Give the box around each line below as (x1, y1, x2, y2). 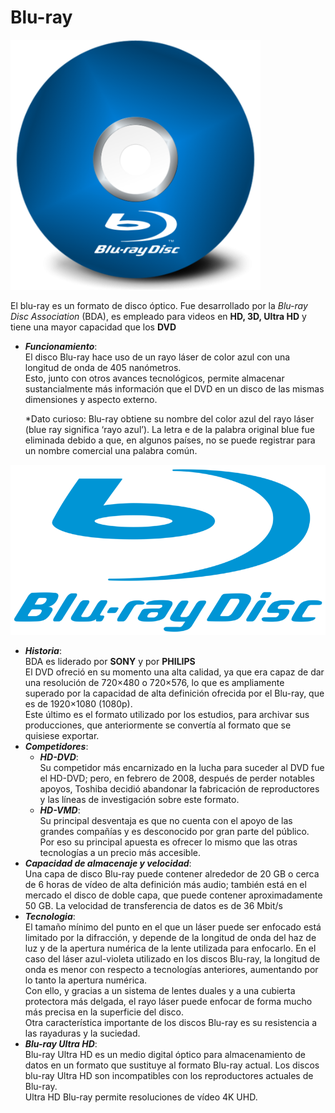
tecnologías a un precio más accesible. (39, 847, 202, 859)
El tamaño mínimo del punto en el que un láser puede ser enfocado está (24, 921, 322, 933)
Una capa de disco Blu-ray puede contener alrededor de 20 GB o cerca (24, 868, 320, 880)
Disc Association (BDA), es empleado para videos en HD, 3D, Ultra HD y (10, 310, 307, 322)
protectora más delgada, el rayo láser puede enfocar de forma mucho (24, 996, 313, 1008)
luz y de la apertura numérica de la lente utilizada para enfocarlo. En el (24, 942, 317, 955)
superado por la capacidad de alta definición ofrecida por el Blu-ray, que (24, 687, 325, 700)
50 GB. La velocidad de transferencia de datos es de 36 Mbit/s (24, 900, 283, 912)
